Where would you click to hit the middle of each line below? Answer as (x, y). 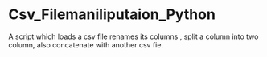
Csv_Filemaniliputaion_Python (112, 15)
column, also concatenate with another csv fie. (86, 44)
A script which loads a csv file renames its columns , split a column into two (133, 36)
